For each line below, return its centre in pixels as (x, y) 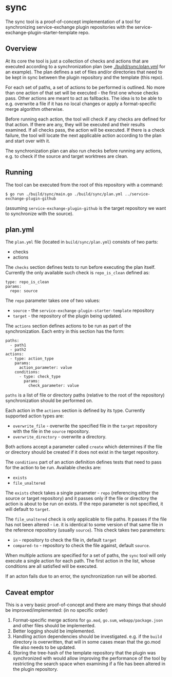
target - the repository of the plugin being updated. (67, 316)
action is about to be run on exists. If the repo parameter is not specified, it (84, 504)
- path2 (18, 350)
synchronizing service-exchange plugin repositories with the (70, 27)
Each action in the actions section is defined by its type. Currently (75, 411)
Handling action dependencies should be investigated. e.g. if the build (87, 636)
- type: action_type (32, 359)
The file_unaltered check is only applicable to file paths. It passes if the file (86, 519)
